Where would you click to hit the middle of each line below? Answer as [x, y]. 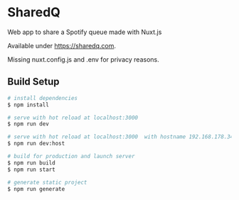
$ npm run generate [36, 189]
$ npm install [28, 105]
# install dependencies [43, 98]
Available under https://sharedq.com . [62, 45]
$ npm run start [31, 170]
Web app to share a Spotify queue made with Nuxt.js [85, 32]
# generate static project [47, 182]
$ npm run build [31, 163]
